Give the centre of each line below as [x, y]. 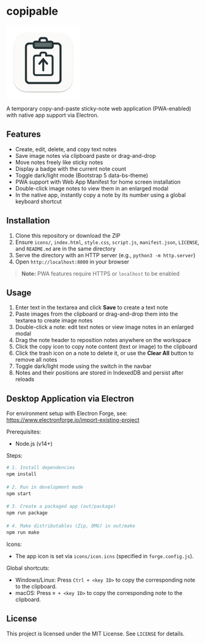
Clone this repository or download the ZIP [68, 235]
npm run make [23, 532]
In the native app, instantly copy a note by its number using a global [100, 195]
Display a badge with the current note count [71, 169]
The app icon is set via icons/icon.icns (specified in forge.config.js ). [104, 556]
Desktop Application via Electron [70, 398]
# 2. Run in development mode [45, 487]
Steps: [14, 456]
